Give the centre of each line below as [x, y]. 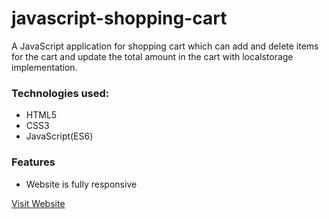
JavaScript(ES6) [59, 136]
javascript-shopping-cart [119, 18]
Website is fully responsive [81, 184]
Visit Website [38, 203]
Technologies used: [60, 93]
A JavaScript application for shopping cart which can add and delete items [165, 46]
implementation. [44, 67]
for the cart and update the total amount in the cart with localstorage [152, 56]
